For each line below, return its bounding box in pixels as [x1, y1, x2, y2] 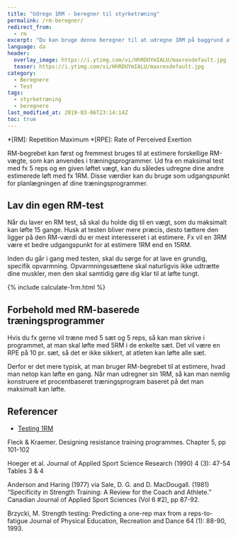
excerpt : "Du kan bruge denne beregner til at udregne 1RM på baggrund [7, 37, 223, 44]
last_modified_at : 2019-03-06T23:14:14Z [7, 109, 129, 116]
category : [7, 69, 37, 76]
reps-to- [188, 509, 213, 517]
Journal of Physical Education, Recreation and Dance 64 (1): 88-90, [29, 517, 227, 525]
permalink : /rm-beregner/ [7, 17, 84, 24]
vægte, [7, 156, 28, 165]
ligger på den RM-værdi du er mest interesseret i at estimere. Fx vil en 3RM [7, 233, 227, 241]
